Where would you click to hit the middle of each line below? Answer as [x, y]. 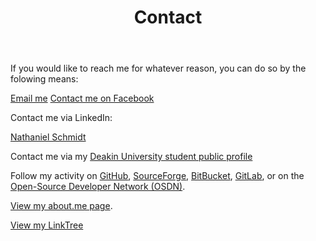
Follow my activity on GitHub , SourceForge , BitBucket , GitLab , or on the [157, 176]
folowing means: [44, 79]
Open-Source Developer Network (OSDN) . [98, 187]
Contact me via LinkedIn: [61, 118]
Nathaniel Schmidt [48, 137]
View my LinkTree [47, 225]
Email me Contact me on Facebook [82, 98]
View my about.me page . [61, 206]
